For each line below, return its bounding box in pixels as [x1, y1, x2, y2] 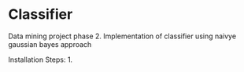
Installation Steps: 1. [8, 55, 73, 64]
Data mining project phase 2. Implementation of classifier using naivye [8, 31, 237, 41]
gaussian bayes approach [8, 39, 92, 49]
